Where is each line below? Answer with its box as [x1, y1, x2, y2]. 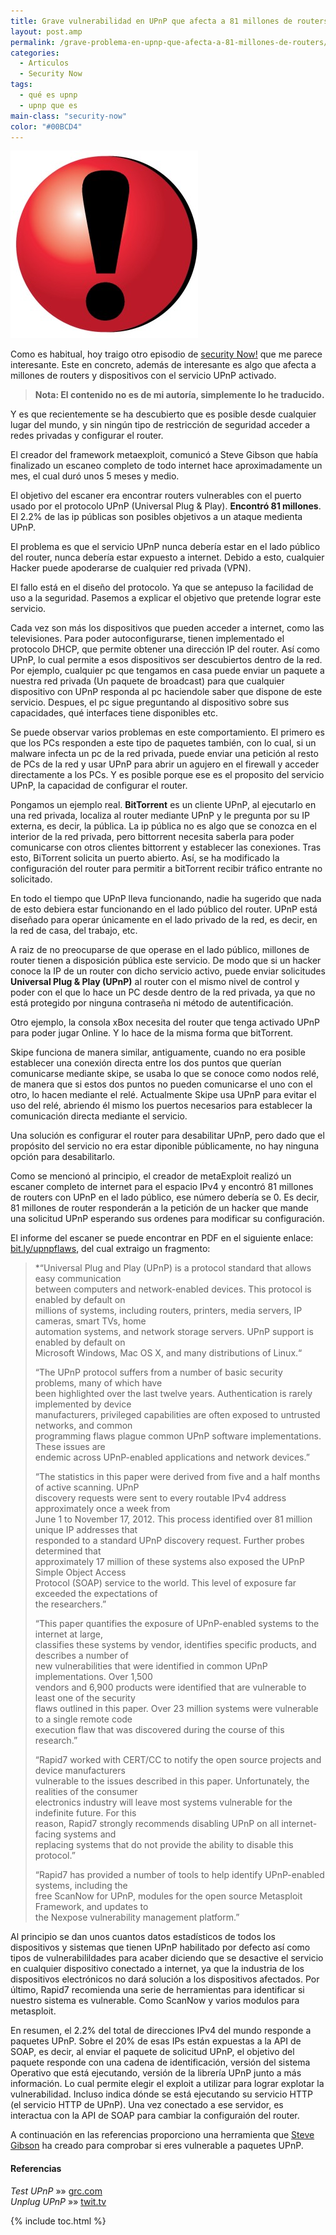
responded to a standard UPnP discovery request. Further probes [34, 1535, 305, 1547]
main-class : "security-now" [10, 111, 128, 121]
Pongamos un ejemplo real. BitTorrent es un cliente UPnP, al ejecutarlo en [10, 799, 317, 811]
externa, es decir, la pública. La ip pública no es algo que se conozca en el [10, 820, 317, 832]
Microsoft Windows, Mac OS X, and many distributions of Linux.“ [34, 1347, 303, 1359]
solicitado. [10, 873, 53, 885]
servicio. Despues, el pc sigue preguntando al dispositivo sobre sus [10, 696, 290, 709]
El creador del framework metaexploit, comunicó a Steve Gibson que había [10, 449, 319, 461]
